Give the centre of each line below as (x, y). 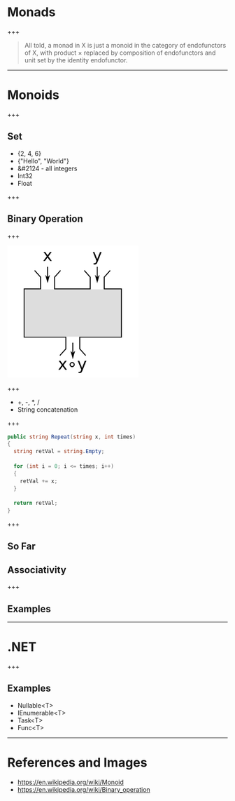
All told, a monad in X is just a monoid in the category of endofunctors (125, 45)
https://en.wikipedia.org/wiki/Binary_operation (84, 789)
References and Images (77, 763)
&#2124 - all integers (47, 168)
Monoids (33, 95)
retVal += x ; (39, 481)
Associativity (37, 570)
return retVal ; (36, 503)
